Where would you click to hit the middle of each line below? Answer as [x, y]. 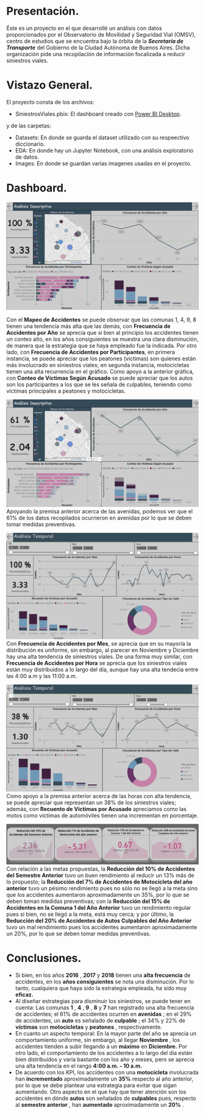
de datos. [27, 157]
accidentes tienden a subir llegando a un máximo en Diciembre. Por [101, 1046]
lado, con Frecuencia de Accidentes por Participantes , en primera [91, 352]
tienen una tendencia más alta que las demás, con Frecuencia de [88, 326]
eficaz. [24, 994]
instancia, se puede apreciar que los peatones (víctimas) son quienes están [101, 359]
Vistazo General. [50, 85]
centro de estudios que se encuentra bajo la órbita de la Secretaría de [95, 41]
